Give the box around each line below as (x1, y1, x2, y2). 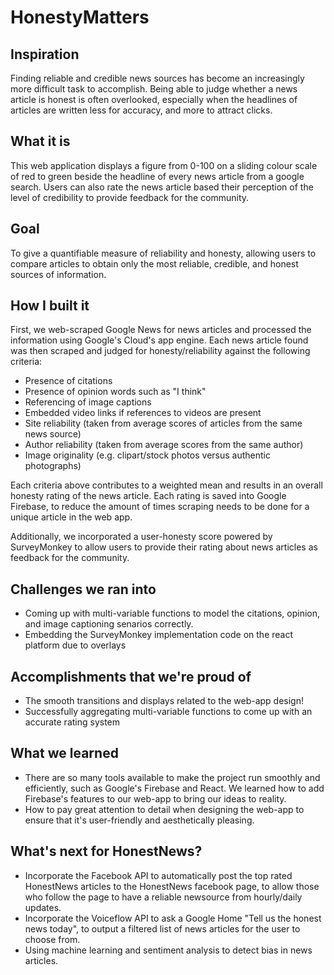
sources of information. (10, 268, 107, 280)
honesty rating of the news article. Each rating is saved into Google (10, 490, 287, 502)
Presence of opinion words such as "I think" (24, 386, 207, 398)
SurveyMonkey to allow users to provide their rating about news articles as (10, 541, 318, 553)
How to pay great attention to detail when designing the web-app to (24, 803, 305, 815)
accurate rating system (24, 716, 121, 728)
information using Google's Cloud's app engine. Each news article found (10, 334, 309, 346)
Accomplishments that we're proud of (10, 668, 252, 685)
